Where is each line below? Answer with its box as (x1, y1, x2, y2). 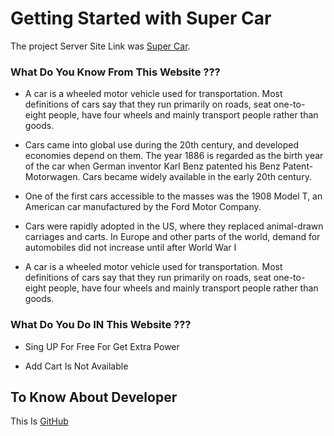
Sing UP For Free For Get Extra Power (24, 340, 180, 352)
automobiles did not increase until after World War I (24, 242, 237, 254)
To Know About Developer (10, 388, 178, 406)
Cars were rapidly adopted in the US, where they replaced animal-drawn (24, 220, 324, 232)
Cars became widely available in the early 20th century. (82, 171, 312, 183)
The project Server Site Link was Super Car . (10, 40, 191, 52)
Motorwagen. (24, 171, 81, 183)
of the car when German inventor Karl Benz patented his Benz (24, 160, 281, 172)
